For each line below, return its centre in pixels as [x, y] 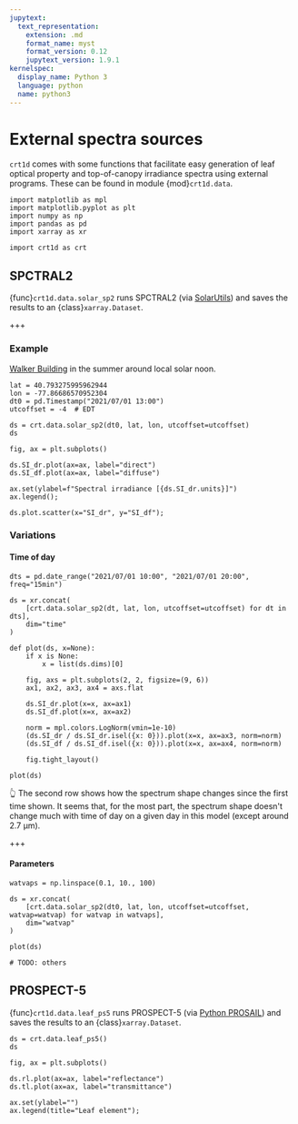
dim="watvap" [50, 923]
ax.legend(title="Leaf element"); [75, 1110]
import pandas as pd [49, 224]
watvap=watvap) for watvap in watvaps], [87, 915]
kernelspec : [32, 69]
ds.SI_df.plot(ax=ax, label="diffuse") [85, 473]
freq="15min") [36, 584]
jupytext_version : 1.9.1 [73, 60]
